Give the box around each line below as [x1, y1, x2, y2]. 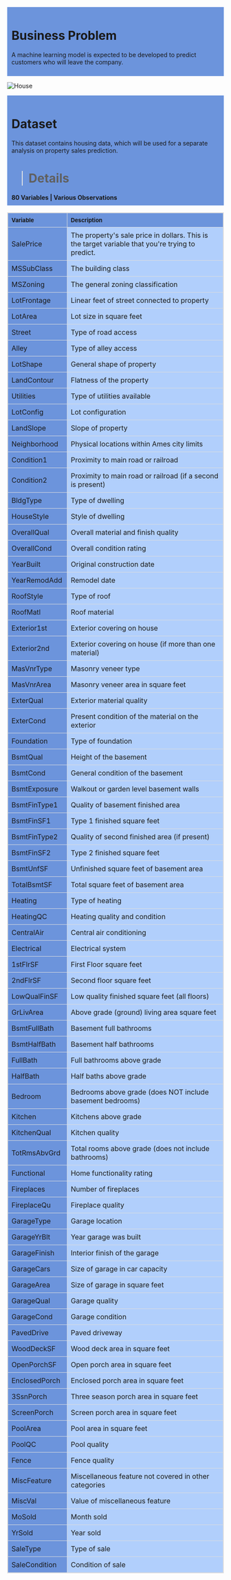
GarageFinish [11, 1248, 55, 1258]
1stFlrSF [11, 959, 39, 969]
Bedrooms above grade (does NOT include [70, 1087, 209, 1096]
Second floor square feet [70, 976, 151, 985]
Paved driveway [70, 1327, 122, 1337]
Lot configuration [70, 407, 126, 417]
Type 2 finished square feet [70, 848, 160, 858]
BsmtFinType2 [11, 831, 58, 841]
